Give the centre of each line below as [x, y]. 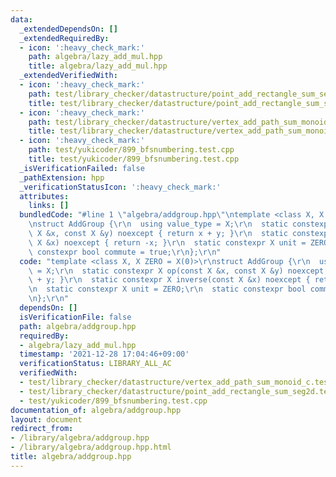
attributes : [44, 196]
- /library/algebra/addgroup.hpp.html [91, 447]
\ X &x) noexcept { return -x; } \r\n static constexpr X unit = [167, 242]
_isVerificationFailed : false [82, 168]
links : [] [49, 206]
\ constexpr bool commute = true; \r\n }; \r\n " [125, 252]
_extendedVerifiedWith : [68, 76]
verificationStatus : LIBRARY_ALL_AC [95, 364]
